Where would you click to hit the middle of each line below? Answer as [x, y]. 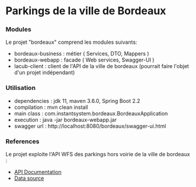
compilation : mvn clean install [51, 107]
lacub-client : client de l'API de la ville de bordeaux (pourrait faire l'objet [102, 66]
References [23, 141]
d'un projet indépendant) [44, 73]
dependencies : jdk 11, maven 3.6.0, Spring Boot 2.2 [77, 101]
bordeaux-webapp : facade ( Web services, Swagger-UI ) [84, 60]
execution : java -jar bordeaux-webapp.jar [65, 120]
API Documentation [38, 172]
